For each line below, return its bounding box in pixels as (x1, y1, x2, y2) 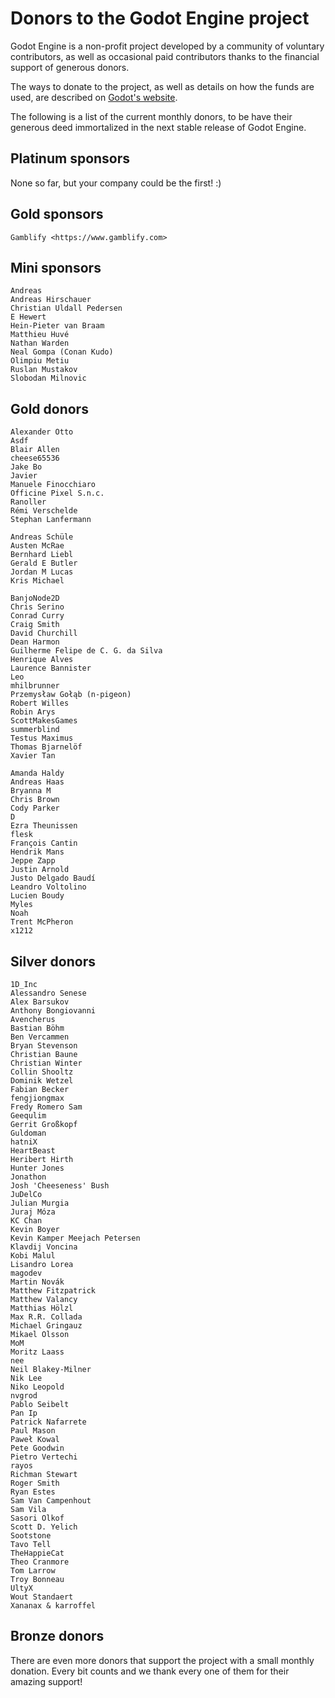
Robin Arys (10, 707, 56, 717)
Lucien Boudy (10, 891, 65, 901)
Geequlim (10, 1111, 47, 1121)
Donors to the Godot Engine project (10, 7, 310, 30)
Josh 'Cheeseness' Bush (10, 1181, 110, 1191)
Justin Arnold (10, 865, 70, 875)
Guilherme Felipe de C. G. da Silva (10, 646, 163, 656)
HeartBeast (10, 1146, 56, 1156)
